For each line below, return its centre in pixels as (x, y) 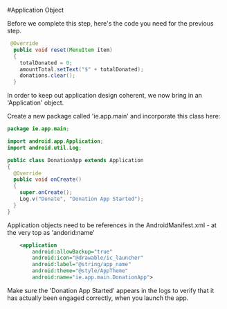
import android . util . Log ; (44, 148)
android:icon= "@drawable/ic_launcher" (88, 258)
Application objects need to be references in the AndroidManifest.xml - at (112, 225)
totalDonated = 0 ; (46, 63)
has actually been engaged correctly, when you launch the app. (98, 298)
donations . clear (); (48, 76)
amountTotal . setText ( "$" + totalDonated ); (82, 69)
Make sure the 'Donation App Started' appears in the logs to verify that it (111, 290)
